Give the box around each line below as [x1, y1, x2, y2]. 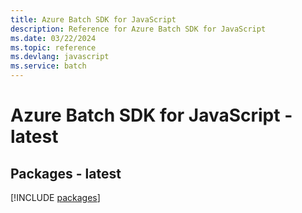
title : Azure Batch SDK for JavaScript [10, 14, 177, 25]
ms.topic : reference [10, 42, 97, 53]
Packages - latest [10, 165, 122, 182]
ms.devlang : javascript [10, 52, 110, 62]
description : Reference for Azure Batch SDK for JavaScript [10, 24, 267, 34]
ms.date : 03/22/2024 [10, 33, 97, 43]
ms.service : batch [10, 61, 87, 71]
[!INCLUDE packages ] [10, 192, 101, 203]
